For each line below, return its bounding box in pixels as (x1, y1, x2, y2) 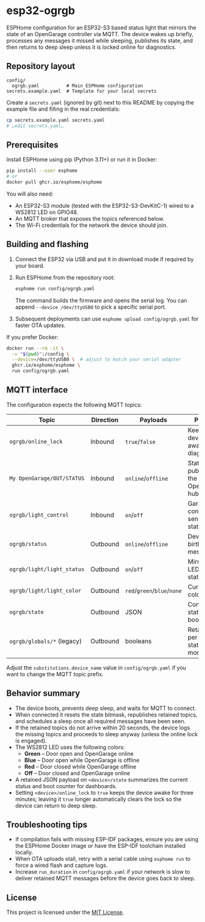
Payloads (139, 415, 168, 424)
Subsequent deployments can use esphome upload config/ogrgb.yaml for (15, 315, 199, 322)
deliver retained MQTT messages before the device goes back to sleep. (15, 875, 196, 882)
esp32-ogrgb (6, 4, 75, 18)
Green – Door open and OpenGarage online (24, 750, 134, 757)
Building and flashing (6, 239, 89, 249)
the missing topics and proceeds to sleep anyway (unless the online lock (15, 730, 198, 737)
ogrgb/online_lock (9, 438, 63, 445)
